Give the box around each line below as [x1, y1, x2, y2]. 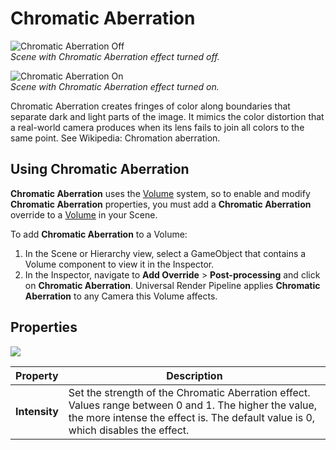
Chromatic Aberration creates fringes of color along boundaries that [10, 100, 291, 112]
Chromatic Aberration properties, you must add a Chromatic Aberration [10, 198, 312, 210]
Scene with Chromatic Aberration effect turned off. [10, 50, 220, 62]
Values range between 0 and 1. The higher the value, [68, 398, 318, 412]
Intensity [15, 404, 59, 418]
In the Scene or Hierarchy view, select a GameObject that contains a [24, 247, 307, 259]
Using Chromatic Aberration [10, 161, 190, 178]
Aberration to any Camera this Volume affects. [24, 290, 218, 302]
